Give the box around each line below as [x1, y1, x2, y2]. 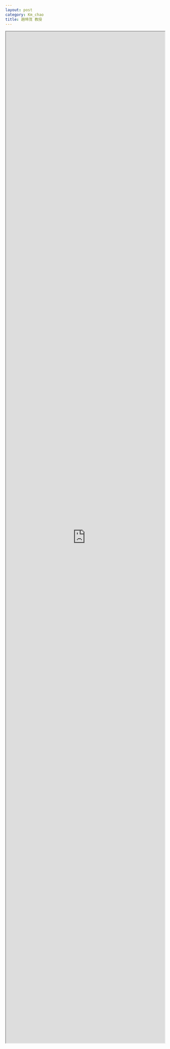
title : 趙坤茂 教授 [5, 17, 42, 22]
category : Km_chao [5, 12, 44, 17]
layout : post [5, 7, 33, 13]
